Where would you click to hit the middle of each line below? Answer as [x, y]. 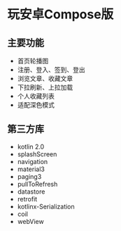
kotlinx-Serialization [46, 206]
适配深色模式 [36, 105]
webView [30, 221]
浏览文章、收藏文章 [45, 79]
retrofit [27, 199]
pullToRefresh [37, 184]
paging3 [29, 176]
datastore [31, 192]
